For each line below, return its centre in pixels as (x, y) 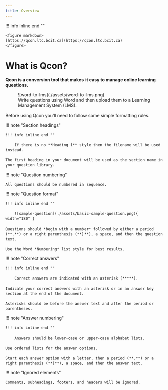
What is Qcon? (36, 65)
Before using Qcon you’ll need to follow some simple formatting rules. (77, 115)
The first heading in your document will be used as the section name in (84, 160)
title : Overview (22, 11)
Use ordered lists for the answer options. (52, 348)
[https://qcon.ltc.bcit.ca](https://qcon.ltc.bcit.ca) (64, 40)
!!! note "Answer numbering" (35, 318)
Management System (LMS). (47, 105)
